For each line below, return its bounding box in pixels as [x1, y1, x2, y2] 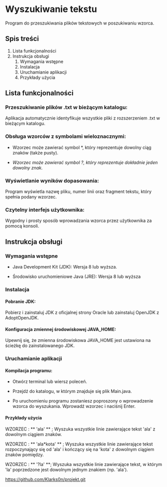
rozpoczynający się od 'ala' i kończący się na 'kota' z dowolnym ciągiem [5, 446, 154, 452]
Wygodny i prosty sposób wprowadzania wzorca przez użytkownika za [5, 217, 152, 223]
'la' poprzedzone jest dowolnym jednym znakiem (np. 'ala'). [5, 466, 128, 472]
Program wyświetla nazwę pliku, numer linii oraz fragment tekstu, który [5, 188, 151, 194]
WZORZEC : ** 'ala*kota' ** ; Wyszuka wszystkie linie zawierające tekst [5, 441, 153, 447]
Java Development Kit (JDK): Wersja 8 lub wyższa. [12, 264, 117, 270]
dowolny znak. [12, 164, 43, 170]
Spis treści [5, 34, 39, 43]
